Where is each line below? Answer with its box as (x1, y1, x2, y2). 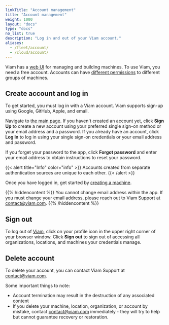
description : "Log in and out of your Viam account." (5, 36, 122, 41)
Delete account (5, 254, 55, 263)
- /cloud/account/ (10, 50, 49, 55)
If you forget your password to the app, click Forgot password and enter (5, 149, 157, 155)
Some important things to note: (5, 282, 70, 288)
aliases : (5, 41, 24, 46)
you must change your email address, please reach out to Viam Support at (5, 195, 161, 201)
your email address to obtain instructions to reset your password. (5, 155, 142, 161)
